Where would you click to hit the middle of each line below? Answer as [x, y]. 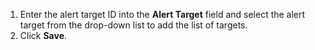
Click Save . [43, 35]
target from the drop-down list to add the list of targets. [133, 25]
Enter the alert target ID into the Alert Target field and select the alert [162, 14]
